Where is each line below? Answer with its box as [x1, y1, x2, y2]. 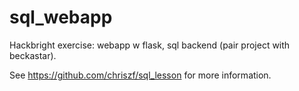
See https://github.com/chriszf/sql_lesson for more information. [9, 69, 272, 81]
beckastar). [9, 49, 57, 61]
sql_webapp [9, 6, 113, 29]
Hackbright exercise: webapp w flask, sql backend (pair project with [9, 39, 291, 51]
